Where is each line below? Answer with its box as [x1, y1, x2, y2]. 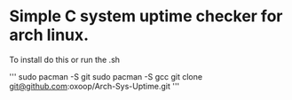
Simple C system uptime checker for [9, 6, 283, 27]
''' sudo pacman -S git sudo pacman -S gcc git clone [9, 71, 202, 81]
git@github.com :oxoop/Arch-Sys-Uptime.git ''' [9, 81, 180, 91]
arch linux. [9, 25, 90, 45]
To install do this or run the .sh [9, 54, 121, 65]
